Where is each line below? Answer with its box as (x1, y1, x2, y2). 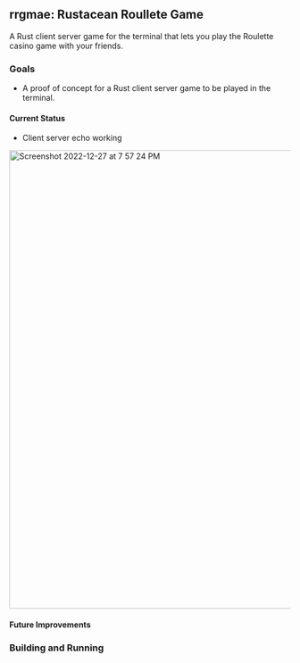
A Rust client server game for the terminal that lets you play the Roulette (9, 30, 274, 41)
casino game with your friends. (9, 40, 123, 51)
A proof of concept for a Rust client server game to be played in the (21, 83, 271, 94)
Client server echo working (21, 133, 122, 144)
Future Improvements (9, 619, 91, 630)
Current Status (9, 112, 65, 123)
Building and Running (9, 642, 104, 654)
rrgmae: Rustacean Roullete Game (9, 7, 204, 22)
